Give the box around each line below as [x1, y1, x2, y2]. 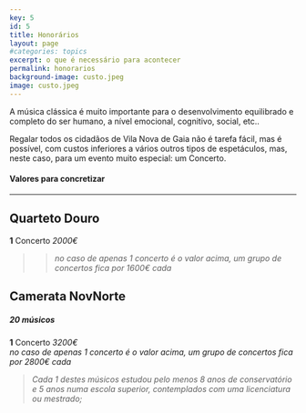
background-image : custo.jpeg [9, 73, 125, 82]
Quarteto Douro [9, 211, 100, 227]
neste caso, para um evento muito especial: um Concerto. [9, 152, 227, 164]
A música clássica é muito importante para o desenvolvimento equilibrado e [9, 106, 294, 116]
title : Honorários [9, 30, 79, 39]
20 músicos [9, 314, 56, 325]
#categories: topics [9, 47, 88, 56]
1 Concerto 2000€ [9, 235, 78, 246]
